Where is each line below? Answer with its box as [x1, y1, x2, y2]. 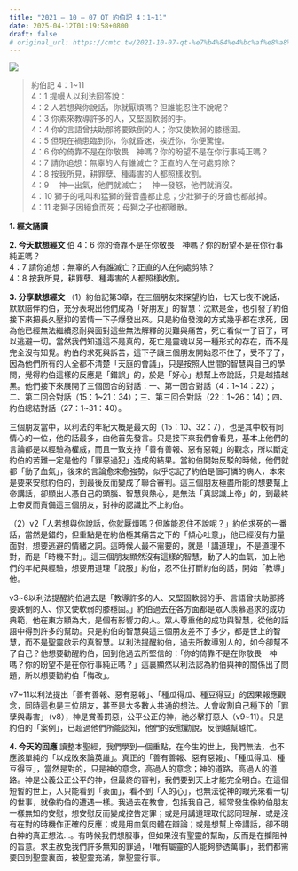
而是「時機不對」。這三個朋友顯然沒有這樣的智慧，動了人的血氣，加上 [24, 551, 278, 562]
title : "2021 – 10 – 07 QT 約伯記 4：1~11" [9, 12, 167, 22]
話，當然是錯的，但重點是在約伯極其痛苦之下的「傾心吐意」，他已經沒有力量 [9, 529, 286, 540]
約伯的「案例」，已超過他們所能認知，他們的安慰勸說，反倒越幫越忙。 [9, 723, 262, 733]
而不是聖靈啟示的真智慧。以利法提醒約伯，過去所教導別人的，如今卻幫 [24, 637, 281, 648]
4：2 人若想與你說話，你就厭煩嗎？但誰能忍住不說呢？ [30, 102, 231, 113]
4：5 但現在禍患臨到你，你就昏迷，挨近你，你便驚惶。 [30, 135, 231, 146]
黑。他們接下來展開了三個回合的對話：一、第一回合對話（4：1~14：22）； [9, 381, 278, 392]
